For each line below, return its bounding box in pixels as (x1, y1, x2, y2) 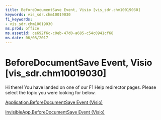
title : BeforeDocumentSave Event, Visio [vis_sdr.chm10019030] (5, 7, 141, 13)
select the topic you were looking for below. (5, 89, 96, 95)
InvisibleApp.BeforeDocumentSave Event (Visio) (5, 109, 105, 115)
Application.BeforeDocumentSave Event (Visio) (5, 99, 103, 105)
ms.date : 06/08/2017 (5, 36, 49, 41)
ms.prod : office (5, 26, 39, 31)
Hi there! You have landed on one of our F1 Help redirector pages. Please (5, 84, 156, 90)
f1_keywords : (5, 17, 33, 22)
